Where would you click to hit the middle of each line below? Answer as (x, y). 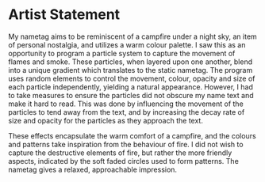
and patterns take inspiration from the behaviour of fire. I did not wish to (126, 144)
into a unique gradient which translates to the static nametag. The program (131, 70)
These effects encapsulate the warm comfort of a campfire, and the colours (132, 135)
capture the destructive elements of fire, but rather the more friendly (120, 153)
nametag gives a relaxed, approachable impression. (92, 169)
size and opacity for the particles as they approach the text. (106, 120)
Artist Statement (64, 15)
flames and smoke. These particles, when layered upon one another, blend (131, 62)
